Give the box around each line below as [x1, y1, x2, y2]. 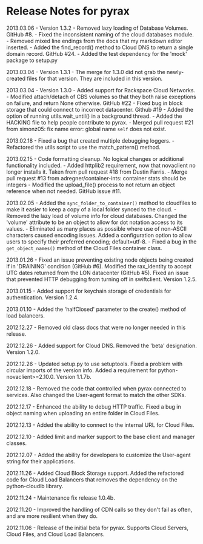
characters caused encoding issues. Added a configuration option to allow [6, 231, 192, 239]
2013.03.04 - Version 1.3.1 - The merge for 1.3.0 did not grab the [6, 68, 165, 75]
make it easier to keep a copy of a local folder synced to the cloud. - [6, 205, 177, 213]
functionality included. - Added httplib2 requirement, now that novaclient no [6, 161, 196, 169]
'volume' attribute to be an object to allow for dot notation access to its [6, 219, 183, 226]
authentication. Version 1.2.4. [6, 293, 79, 301]
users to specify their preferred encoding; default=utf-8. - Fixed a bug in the [6, 238, 197, 245]
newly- [166, 68, 184, 75]
